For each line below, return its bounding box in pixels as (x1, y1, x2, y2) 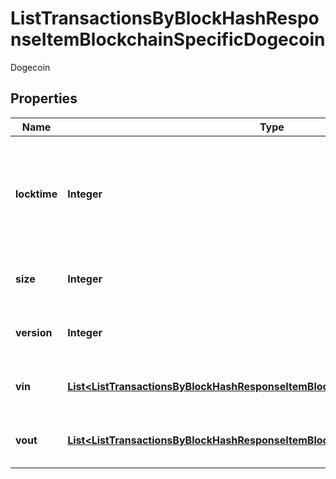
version (15, 325, 53, 339)
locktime (15, 187, 58, 201)
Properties (10, 90, 78, 107)
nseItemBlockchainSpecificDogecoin (10, 28, 326, 51)
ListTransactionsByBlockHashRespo (10, 7, 320, 30)
